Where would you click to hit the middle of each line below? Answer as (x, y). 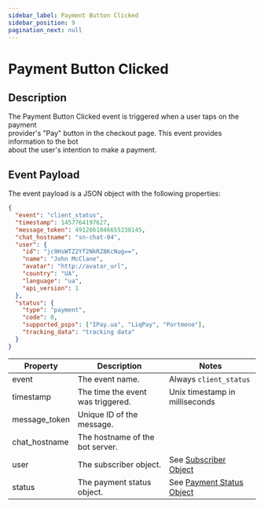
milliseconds (192, 401)
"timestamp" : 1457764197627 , (63, 222)
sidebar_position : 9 (42, 23)
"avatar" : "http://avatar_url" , (75, 267)
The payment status (114, 482)
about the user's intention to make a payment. (82, 150)
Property (41, 366)
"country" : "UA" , (51, 274)
